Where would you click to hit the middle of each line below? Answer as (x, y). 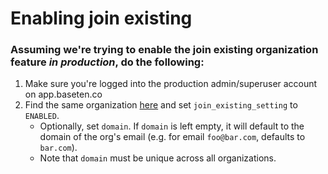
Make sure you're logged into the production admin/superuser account (171, 84)
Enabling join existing (101, 18)
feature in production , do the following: (107, 62)
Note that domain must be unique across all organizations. (158, 158)
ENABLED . (42, 116)
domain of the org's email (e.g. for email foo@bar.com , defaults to (172, 137)
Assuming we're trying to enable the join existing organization (164, 50)
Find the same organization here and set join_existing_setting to (161, 105)
